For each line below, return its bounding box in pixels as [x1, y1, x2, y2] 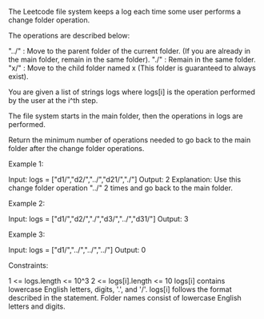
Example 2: [8, 199, 46, 208]
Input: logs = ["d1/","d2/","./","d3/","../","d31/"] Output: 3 [8, 214, 189, 223]
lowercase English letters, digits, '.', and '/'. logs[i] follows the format [8, 285, 232, 294]
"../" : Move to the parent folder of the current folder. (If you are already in [8, 46, 250, 55]
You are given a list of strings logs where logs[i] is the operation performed [8, 87, 256, 97]
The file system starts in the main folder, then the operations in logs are [8, 111, 243, 121]
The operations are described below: [8, 31, 130, 40]
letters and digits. [8, 301, 66, 311]
